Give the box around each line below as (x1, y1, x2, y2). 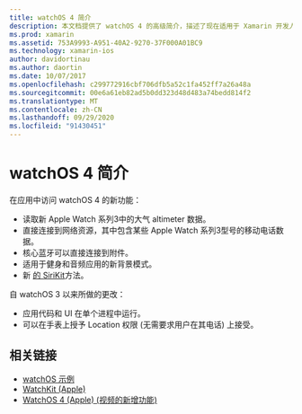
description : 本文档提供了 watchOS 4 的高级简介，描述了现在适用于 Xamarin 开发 (9, 22, 289, 31)
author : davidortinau (9, 55, 91, 64)
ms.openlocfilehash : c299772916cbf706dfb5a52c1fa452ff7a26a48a (9, 80, 252, 89)
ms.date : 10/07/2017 (9, 72, 87, 81)
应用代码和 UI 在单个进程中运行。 (22, 307, 146, 319)
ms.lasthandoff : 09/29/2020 (9, 113, 115, 122)
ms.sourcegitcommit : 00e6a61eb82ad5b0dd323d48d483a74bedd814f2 (9, 88, 252, 97)
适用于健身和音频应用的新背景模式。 (22, 258, 157, 269)
